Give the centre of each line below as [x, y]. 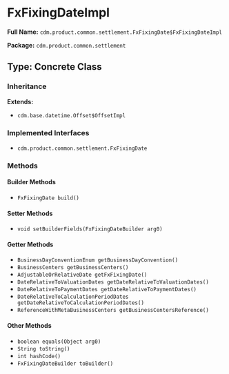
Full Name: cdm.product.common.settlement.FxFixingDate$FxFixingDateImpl [115, 32]
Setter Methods [30, 213]
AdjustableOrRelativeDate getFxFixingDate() [82, 275]
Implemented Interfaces [48, 132]
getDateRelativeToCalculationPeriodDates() [81, 303]
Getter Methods [30, 244]
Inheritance [27, 86]
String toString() [43, 349]
